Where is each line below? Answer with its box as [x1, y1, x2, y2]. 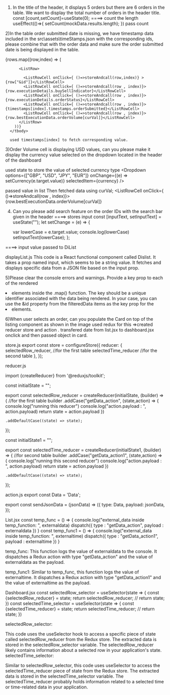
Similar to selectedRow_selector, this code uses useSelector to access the [5, 662, 160, 668]
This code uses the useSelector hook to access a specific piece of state [5, 631, 156, 637]
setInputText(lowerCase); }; [12, 234, 70, 240]
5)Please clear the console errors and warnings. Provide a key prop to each [5, 275, 163, 281]
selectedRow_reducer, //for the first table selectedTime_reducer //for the [5, 348, 157, 353]
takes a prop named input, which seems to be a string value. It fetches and [5, 259, 161, 265]
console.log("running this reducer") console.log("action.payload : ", [5, 403, 146, 409]
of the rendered [5, 280, 38, 286]
